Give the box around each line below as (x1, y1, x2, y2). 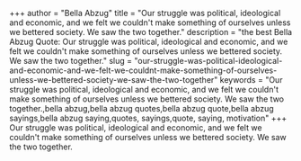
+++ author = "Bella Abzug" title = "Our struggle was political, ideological (9, 8, 281, 18)
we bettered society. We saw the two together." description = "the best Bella (9, 27, 293, 37)
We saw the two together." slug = (9, 56, 133, 66)
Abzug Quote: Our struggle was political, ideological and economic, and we (9, 36, 288, 47)
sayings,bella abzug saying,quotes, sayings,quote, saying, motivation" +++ (9, 112, 288, 123)
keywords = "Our (219, 75, 283, 85)
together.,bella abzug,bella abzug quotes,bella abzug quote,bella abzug (9, 103, 274, 113)
